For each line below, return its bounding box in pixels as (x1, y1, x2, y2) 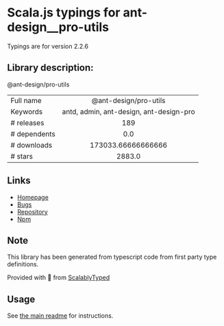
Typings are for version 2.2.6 (7, 42, 89, 50)
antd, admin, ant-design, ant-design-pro (62, 106, 195, 116)
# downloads (10, 140, 53, 150)
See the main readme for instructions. (7, 312, 114, 320)
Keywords (10, 106, 43, 116)
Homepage (16, 193, 49, 201)
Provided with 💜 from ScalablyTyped (7, 273, 110, 282)
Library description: (7, 62, 94, 73)
